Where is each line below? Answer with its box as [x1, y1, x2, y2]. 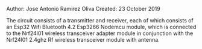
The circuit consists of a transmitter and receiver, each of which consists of [6, 17, 194, 24]
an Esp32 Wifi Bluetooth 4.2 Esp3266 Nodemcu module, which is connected [6, 24, 197, 30]
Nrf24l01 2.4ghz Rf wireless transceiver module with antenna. [6, 36, 160, 43]
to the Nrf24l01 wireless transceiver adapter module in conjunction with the [6, 30, 194, 37]
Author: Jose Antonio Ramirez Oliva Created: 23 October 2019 [6, 5, 161, 12]
